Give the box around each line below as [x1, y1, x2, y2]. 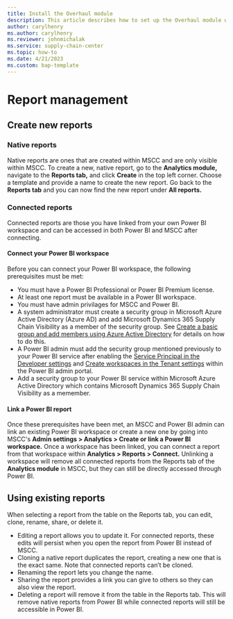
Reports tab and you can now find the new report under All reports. [7, 185, 202, 194]
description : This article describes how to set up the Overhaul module [7, 17, 222, 24]
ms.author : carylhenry [7, 29, 73, 37]
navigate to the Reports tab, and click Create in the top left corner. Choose [7, 171, 222, 179]
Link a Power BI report [7, 404, 72, 413]
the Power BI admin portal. [17, 367, 94, 375]
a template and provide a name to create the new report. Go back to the [7, 178, 212, 186]
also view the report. [17, 583, 76, 591]
